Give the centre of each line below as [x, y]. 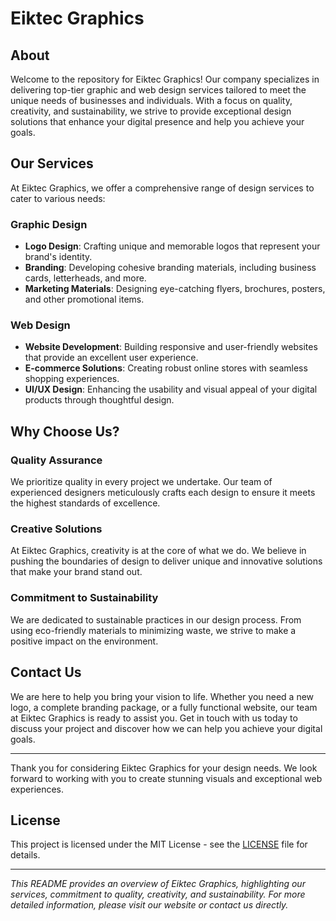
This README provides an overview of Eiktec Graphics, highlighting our [158, 884]
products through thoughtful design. [99, 400]
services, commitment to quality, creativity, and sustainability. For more [158, 894]
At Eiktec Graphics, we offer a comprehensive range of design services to [162, 188]
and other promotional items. [84, 299]
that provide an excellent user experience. [111, 358]
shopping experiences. [72, 379]
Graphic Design [49, 224]
